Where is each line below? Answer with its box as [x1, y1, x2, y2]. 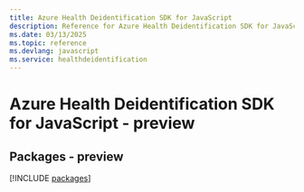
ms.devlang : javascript [9, 47, 100, 56]
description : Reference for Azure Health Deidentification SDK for [9, 22, 270, 31]
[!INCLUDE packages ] [9, 173, 91, 183]
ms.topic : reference [9, 38, 88, 48]
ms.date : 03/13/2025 [9, 30, 88, 39]
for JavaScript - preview [9, 114, 195, 133]
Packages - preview [9, 149, 124, 164]
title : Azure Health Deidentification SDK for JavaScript [9, 13, 233, 23]
